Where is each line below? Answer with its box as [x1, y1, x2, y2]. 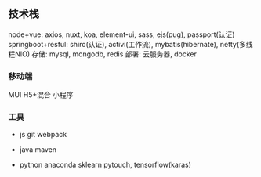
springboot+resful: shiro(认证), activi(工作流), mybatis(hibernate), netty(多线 [8, 39, 253, 49]
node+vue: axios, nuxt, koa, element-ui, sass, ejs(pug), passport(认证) [8, 30, 235, 39]
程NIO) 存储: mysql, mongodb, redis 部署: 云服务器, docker [8, 49, 198, 59]
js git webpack [19, 130, 67, 139]
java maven [19, 145, 57, 154]
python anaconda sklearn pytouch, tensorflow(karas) [19, 160, 192, 170]
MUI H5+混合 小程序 [8, 90, 74, 99]
